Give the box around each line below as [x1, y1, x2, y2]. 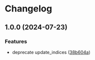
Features [5, 38, 27, 45]
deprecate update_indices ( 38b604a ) [12, 49, 91, 55]
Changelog [5, 3, 52, 14]
